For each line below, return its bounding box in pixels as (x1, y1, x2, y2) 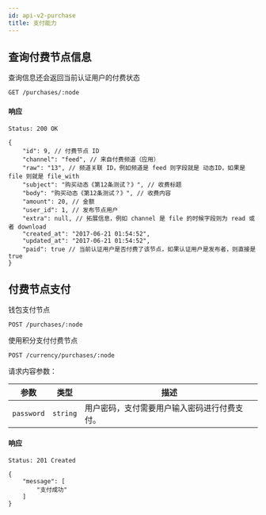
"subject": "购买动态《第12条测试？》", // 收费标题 (22, 180, 182, 189)
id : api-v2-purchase (8, 11, 77, 20)
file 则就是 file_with (8, 172, 80, 180)
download (17, 223, 47, 231)
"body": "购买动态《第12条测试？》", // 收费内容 (22, 189, 172, 197)
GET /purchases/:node (8, 89, 80, 97)
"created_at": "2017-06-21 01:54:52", (22, 229, 150, 238)
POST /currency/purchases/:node (8, 352, 115, 359)
